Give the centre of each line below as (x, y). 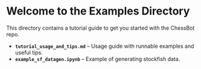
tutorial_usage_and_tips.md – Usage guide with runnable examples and (104, 46)
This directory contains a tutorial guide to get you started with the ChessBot (101, 28)
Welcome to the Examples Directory (98, 11)
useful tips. (29, 52)
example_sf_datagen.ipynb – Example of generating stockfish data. (97, 59)
